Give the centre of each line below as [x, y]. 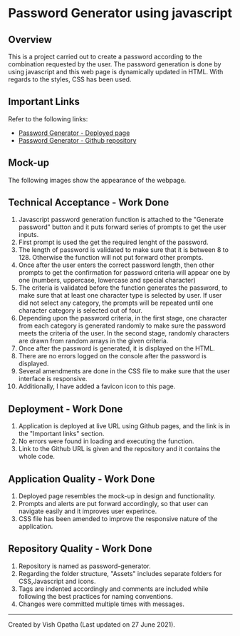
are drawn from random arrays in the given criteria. [93, 341]
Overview [30, 40]
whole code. [37, 456]
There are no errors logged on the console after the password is [113, 356]
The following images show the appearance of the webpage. [97, 180]
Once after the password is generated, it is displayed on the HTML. [117, 348]
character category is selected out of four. [80, 311]
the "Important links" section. [61, 434]
